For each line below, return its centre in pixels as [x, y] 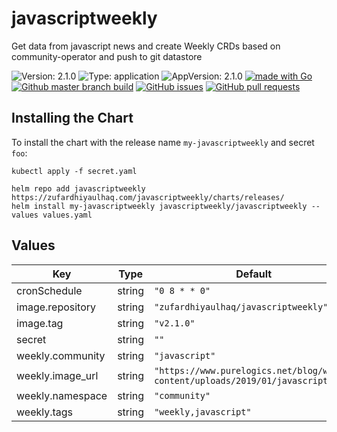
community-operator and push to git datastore [107, 56]
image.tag [40, 323]
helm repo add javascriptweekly [78, 188]
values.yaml [67, 215]
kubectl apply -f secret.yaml [74, 171]
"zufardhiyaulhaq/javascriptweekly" [241, 306]
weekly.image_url [57, 375]
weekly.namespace [62, 395]
